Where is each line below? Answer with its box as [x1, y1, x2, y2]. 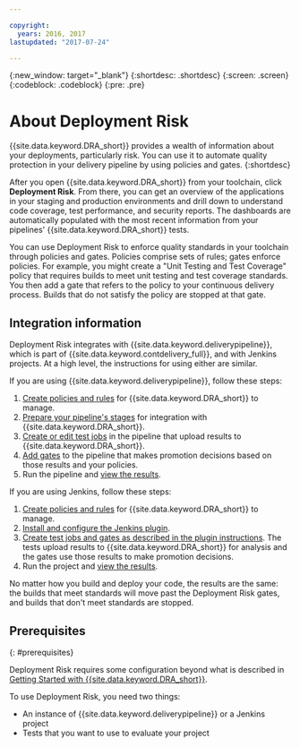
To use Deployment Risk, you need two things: [9, 691, 181, 701]
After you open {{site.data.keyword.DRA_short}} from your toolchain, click [9, 176, 282, 188]
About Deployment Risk [9, 111, 190, 131]
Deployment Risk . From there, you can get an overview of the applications [9, 186, 285, 197]
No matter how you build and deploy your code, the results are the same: [9, 579, 279, 589]
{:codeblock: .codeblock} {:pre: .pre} [9, 80, 145, 90]
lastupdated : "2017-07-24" [9, 38, 110, 47]
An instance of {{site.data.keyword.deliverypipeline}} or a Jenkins [21, 708, 266, 719]
